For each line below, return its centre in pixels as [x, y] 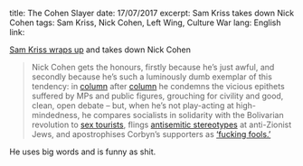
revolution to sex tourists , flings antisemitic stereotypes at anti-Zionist [161, 124]
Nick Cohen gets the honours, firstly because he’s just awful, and [153, 67]
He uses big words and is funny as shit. [83, 152]
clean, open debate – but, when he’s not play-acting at [133, 106]
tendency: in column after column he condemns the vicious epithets [158, 86]
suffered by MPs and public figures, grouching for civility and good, [157, 96]
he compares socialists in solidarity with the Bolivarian [183, 115]
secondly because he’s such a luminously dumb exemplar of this [152, 77]
